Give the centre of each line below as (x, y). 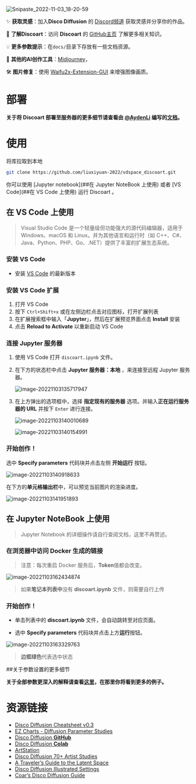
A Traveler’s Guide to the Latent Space (62, 763)
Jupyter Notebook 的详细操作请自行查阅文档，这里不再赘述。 (95, 534)
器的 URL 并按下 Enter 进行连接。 (55, 409)
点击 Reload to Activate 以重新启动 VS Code (69, 327)
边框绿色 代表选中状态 (46, 657)
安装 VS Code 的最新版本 (45, 273)
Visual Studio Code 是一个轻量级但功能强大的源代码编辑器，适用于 (102, 228)
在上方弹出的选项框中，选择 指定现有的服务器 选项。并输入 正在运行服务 (102, 401)
